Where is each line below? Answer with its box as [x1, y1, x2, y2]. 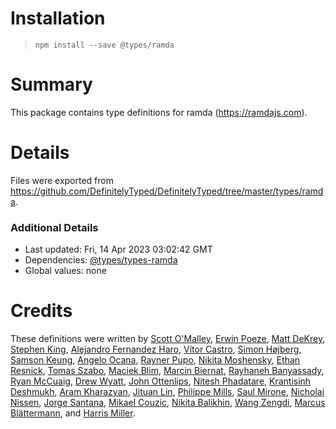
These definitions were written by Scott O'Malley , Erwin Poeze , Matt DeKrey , [10, 333, 326, 345]
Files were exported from [10, 174, 114, 186]
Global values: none [24, 265, 107, 277]
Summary [10, 73, 93, 96]
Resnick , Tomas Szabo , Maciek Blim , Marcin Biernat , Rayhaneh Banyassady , [10, 365, 325, 377]
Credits [10, 300, 73, 322]
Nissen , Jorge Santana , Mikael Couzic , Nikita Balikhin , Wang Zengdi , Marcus [10, 397, 326, 409]
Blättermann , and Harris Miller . [10, 407, 136, 419]
